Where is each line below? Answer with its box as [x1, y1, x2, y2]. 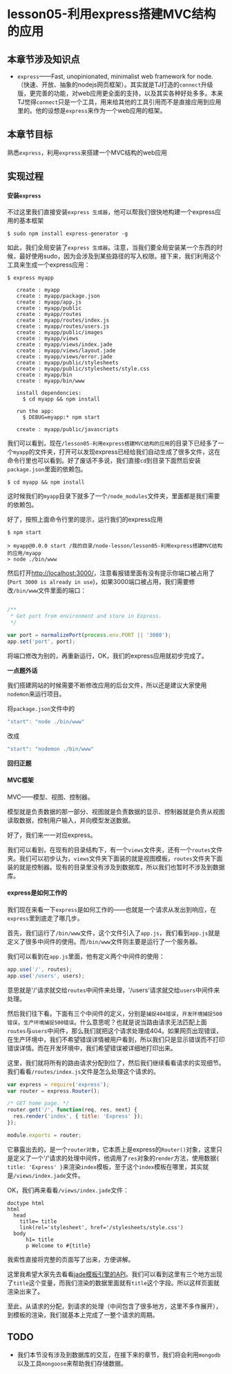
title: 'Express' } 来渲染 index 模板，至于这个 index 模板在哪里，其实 [7, 1162, 203, 1171]
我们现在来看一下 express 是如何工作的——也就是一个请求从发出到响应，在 [7, 905, 217, 913]
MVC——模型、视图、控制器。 [7, 793, 95, 801]
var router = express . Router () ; [7, 1087, 100, 1095]
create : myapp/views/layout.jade [16, 347, 116, 354]
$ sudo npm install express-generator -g [7, 230, 128, 238]
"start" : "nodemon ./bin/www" [7, 746, 95, 752]
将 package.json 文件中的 [7, 704, 75, 712]
